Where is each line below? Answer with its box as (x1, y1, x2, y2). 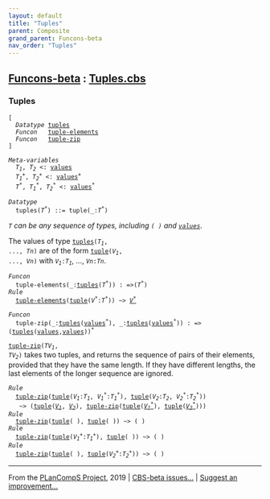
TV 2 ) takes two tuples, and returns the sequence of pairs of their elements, (8, 350, 256, 361)
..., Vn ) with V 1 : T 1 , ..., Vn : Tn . (8, 255, 107, 266)
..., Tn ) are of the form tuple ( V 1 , (8, 246, 123, 257)
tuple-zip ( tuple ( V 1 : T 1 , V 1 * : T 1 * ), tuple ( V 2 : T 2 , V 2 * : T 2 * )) (15, 391, 207, 402)
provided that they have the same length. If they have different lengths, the (8, 360, 256, 369)
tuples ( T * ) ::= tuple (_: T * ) (15, 204, 108, 214)
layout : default (8, 11, 63, 20)
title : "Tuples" (8, 19, 63, 27)
